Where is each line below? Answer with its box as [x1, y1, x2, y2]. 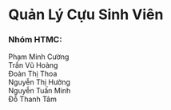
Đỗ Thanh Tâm [8, 94, 58, 104]
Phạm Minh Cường [8, 52, 70, 61]
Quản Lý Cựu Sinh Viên [8, 6, 164, 24]
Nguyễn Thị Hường [8, 77, 70, 87]
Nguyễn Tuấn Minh [8, 86, 71, 96]
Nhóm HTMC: [8, 34, 62, 45]
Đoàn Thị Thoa [8, 69, 58, 79]
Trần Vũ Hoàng [8, 61, 58, 70]
